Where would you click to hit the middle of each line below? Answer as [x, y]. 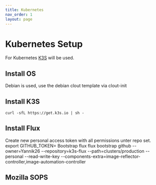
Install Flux [23, 128]
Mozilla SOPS [27, 178]
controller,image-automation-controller [46, 161]
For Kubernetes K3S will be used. [40, 58]
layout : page [19, 19]
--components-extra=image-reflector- [101, 156]
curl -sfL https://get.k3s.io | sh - [45, 113]
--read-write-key [42, 156]
